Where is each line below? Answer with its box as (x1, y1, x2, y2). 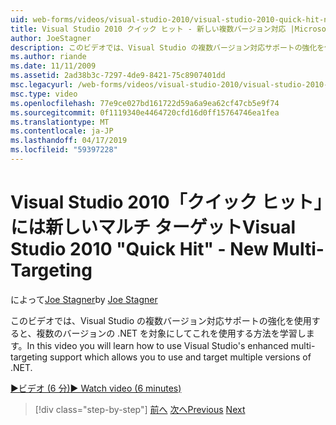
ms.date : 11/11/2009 (10, 61, 97, 71)
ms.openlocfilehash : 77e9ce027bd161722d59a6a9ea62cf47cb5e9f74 (10, 98, 280, 108)
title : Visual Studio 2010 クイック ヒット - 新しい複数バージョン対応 (10, 24, 287, 34)
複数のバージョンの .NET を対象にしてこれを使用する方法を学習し (36, 327, 307, 339)
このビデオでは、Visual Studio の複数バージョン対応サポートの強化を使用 (10, 314, 312, 326)
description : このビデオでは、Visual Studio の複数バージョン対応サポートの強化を (10, 42, 325, 53)
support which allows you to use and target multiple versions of (49, 351, 312, 363)
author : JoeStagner (10, 33, 92, 43)
